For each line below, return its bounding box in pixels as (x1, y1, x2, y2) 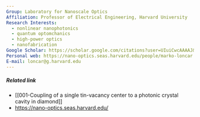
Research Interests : (6, 20, 58, 26)
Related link (6, 77, 36, 84)
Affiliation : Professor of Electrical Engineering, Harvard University (6, 14, 187, 20)
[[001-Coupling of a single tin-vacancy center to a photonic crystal (14, 91, 179, 99)
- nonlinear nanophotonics (11, 25, 79, 31)
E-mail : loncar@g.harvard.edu (6, 58, 82, 64)
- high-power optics (11, 36, 62, 42)
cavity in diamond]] (14, 98, 62, 105)
